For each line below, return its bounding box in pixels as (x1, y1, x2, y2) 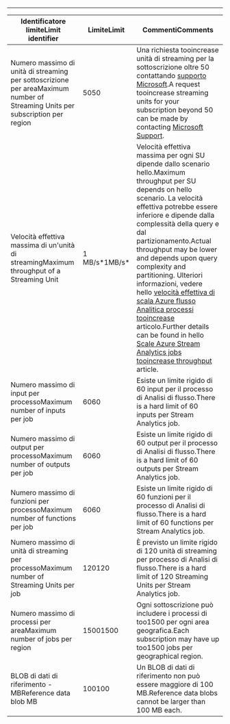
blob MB (10, 697, 38, 706)
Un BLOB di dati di (136, 662, 195, 672)
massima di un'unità (10, 240, 75, 250)
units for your (136, 97, 179, 106)
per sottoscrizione (10, 75, 70, 84)
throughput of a (10, 266, 61, 275)
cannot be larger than (136, 697, 206, 706)
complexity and (136, 262, 186, 271)
